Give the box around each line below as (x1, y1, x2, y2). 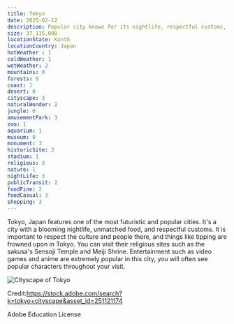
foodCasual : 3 (7, 192, 49, 199)
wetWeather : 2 (7, 62, 49, 69)
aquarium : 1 (7, 127, 42, 134)
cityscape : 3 (7, 95, 45, 102)
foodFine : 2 (7, 186, 42, 193)
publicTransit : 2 (7, 179, 58, 186)
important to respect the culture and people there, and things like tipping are (7, 233, 227, 241)
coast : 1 (7, 82, 33, 89)
